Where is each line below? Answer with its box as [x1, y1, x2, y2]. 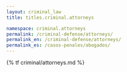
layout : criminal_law [6, 8, 62, 15]
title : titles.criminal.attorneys [6, 15, 95, 21]
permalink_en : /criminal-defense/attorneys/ [6, 37, 122, 43]
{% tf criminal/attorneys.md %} [6, 59, 85, 66]
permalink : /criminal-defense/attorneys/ [6, 31, 114, 37]
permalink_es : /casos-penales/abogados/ [6, 42, 111, 48]
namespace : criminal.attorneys [6, 25, 86, 31]
